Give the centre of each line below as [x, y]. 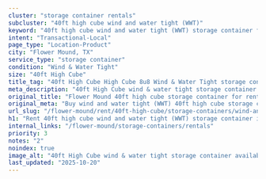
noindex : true [32, 148]
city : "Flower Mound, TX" [51, 52]
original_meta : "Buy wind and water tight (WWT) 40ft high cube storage [131, 104]
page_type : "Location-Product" [60, 45]
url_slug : [25, 112]
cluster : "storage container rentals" [72, 15]
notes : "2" [26, 141]
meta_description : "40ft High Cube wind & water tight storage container [133, 89]
